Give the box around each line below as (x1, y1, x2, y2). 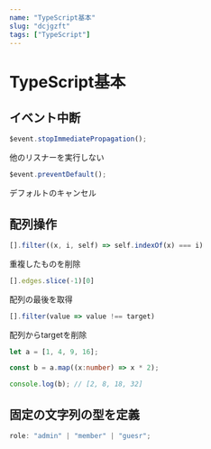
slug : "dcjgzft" (9, 22, 70, 31)
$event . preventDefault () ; (9, 170, 106, 179)
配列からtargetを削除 (9, 329, 87, 340)
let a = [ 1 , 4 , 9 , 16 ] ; (9, 347, 99, 356)
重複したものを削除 (9, 258, 81, 269)
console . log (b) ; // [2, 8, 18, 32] (9, 380, 143, 389)
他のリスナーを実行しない (9, 152, 105, 163)
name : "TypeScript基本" (9, 13, 96, 23)
